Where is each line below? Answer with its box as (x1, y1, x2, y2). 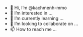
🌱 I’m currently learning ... (10, 15, 64, 21)
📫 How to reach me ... (10, 26, 57, 32)
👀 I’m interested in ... (10, 10, 53, 16)
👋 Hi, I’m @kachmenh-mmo (10, 5, 67, 10)
